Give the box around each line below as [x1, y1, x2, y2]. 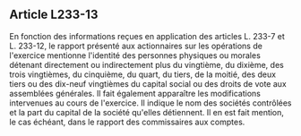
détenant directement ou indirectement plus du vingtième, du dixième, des [9, 59, 284, 70]
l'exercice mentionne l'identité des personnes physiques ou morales [9, 49, 262, 61]
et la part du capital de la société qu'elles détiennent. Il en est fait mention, [9, 106, 285, 117]
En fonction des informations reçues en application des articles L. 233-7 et [9, 30, 285, 41]
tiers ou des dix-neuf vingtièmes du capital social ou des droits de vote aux [9, 78, 287, 89]
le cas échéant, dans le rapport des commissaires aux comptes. [9, 116, 245, 127]
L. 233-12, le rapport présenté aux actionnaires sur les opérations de [9, 40, 262, 51]
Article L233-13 [9, 7, 99, 22]
